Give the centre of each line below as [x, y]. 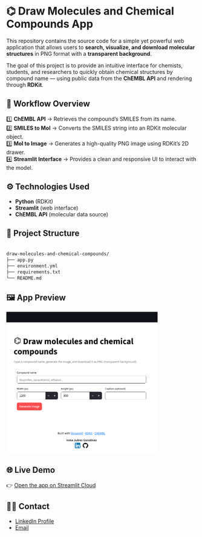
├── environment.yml [32, 266]
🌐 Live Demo [31, 470]
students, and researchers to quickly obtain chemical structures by [90, 72]
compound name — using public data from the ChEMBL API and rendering [99, 78]
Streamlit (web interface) [47, 208]
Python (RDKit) [34, 201]
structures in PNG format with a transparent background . [79, 53]
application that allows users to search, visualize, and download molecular [101, 47]
